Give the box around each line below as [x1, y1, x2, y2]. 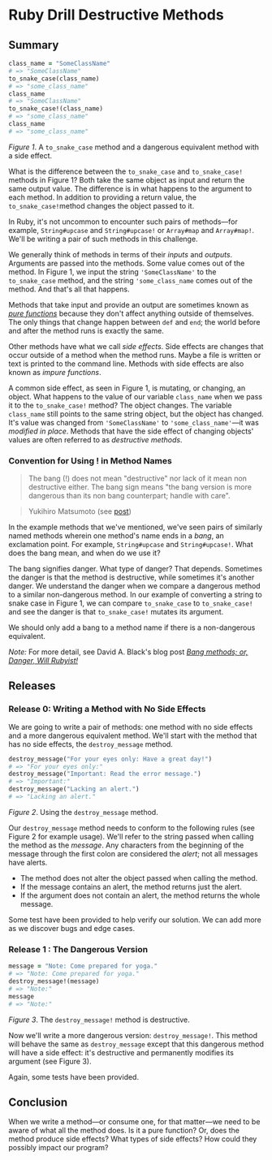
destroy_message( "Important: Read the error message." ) [8, 770, 201, 778]
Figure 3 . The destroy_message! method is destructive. [8, 1015, 191, 1024]
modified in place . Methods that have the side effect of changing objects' [8, 426, 254, 436]
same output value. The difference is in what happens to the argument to [8, 183, 253, 193]
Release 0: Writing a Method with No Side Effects [8, 704, 206, 715]
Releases [8, 679, 56, 693]
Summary [8, 38, 59, 52]
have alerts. [8, 857, 48, 867]
